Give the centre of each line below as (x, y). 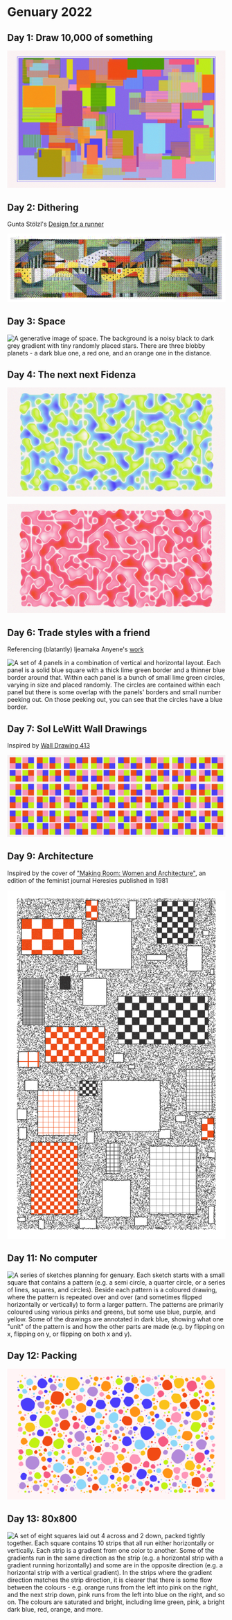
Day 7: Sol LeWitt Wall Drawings (77, 729)
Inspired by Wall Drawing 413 (48, 746)
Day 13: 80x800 (42, 1519)
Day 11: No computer (52, 1258)
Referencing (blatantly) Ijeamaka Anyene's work (75, 649)
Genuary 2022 (50, 12)
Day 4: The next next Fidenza (72, 375)
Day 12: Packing (42, 1356)
